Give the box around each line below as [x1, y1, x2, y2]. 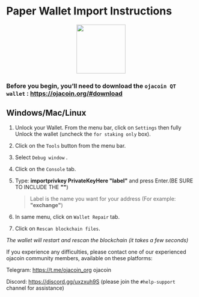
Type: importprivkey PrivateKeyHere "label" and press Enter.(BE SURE [14, 177, 194, 184]
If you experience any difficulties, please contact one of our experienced [6, 248, 186, 255]
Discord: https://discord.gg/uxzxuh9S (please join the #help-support [6, 278, 176, 285]
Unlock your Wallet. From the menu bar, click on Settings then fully [14, 123, 182, 131]
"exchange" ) [29, 201, 63, 208]
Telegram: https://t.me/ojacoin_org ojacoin [6, 266, 111, 274]
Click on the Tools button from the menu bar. [14, 142, 126, 149]
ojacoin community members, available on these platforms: [6, 254, 153, 261]
